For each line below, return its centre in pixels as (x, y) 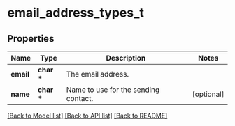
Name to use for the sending (113, 90)
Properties (31, 39)
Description (126, 58)
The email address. (98, 74)
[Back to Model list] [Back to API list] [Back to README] (87, 116)
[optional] (208, 94)
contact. (80, 99)
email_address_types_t (76, 13)
